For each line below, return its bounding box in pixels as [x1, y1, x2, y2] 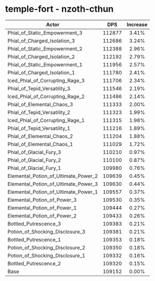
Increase [127, 21, 148, 28]
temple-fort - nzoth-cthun [5, 3, 114, 15]
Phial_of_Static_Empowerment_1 [7, 61, 82, 68]
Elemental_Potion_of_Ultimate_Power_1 [7, 188, 98, 195]
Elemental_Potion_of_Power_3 [7, 196, 77, 203]
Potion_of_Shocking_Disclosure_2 [7, 244, 86, 251]
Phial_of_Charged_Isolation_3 [7, 37, 75, 44]
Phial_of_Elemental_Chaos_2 [7, 133, 74, 140]
